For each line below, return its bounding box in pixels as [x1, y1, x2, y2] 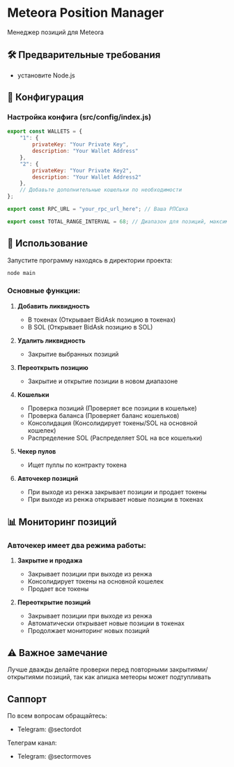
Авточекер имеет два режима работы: [7, 541, 146, 551]
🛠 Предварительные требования [7, 49, 161, 61]
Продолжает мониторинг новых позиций [27, 627, 150, 635]
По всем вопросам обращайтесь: [7, 712, 108, 720]
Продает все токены [27, 585, 89, 593]
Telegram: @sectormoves [17, 752, 92, 761]
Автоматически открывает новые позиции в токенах [27, 619, 185, 627]
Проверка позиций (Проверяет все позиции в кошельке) [27, 403, 197, 412]
